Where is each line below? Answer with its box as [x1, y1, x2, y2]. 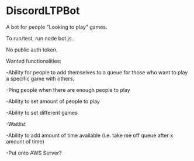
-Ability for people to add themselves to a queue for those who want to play [6, 68, 188, 76]
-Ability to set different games [6, 109, 78, 116]
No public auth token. [6, 46, 58, 53]
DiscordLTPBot [6, 4, 80, 18]
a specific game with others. [6, 75, 75, 82]
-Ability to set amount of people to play [6, 98, 101, 105]
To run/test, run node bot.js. [6, 35, 74, 42]
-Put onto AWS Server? [6, 149, 63, 156]
